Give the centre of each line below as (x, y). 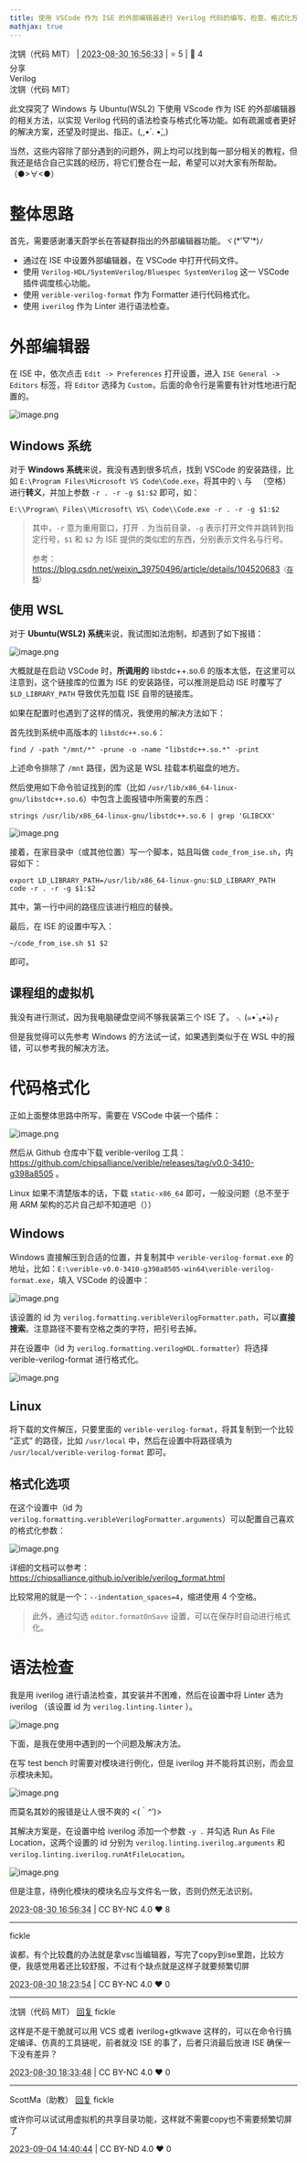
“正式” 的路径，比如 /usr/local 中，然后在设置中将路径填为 (121, 1440)
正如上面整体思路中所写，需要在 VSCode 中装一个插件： (115, 1115)
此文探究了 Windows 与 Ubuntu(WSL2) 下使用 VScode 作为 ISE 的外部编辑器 (153, 108)
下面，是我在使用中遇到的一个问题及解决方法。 (97, 1744)
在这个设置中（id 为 (46, 1508)
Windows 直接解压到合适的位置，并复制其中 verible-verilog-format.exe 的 (152, 1257)
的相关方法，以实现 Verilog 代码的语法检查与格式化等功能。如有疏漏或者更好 (153, 120)
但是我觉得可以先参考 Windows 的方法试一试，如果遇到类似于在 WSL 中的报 (152, 1036)
